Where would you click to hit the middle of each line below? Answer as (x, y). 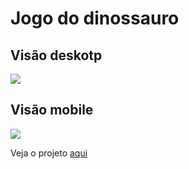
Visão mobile (52, 110)
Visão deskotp (56, 55)
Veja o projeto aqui (49, 153)
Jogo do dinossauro (95, 18)
